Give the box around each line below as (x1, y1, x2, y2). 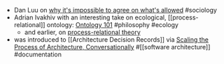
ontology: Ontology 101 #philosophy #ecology (46, 21, 178, 29)
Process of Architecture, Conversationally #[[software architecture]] (13, 43, 211, 51)
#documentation (13, 50, 62, 58)
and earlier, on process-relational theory (24, 28, 141, 36)
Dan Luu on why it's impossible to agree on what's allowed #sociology (13, 6, 217, 14)
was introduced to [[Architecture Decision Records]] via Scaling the (13, 35, 209, 44)
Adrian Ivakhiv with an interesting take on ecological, (13, 13, 167, 22)
